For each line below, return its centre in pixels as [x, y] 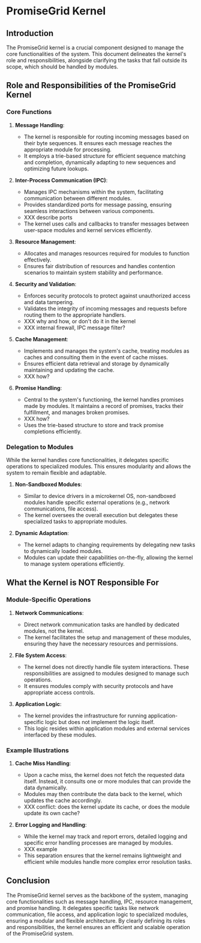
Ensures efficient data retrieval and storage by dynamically [97, 364]
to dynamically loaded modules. [63, 551]
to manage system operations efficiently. [74, 564]
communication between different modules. [78, 198]
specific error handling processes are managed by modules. [98, 843]
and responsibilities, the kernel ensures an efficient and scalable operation [98, 927]
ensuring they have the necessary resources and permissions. [101, 644]
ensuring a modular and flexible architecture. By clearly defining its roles [96, 921]
